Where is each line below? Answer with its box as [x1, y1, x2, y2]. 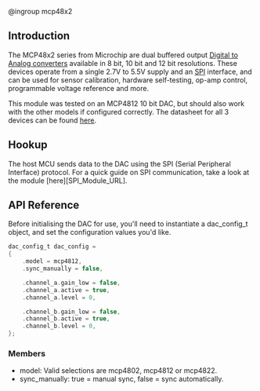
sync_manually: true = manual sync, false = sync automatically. [19, 375, 224, 384]
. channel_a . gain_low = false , [22, 279, 121, 287]
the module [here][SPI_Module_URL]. [8, 176, 128, 185]
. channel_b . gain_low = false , [22, 308, 121, 316]
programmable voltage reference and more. [8, 83, 150, 93]
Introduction [8, 29, 70, 42]
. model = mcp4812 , [22, 258, 82, 265]
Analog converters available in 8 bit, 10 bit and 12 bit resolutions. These [8, 58, 237, 68]
